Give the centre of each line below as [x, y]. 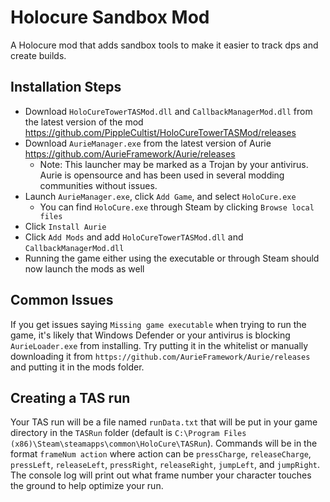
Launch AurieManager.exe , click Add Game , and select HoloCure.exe [160, 196]
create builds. [38, 55]
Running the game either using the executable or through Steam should [172, 258]
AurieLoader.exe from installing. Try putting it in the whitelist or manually [159, 345]
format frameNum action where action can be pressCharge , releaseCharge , [161, 454]
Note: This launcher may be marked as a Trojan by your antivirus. [174, 164]
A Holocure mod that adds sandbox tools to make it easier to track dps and [164, 45]
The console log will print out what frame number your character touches [161, 475]
